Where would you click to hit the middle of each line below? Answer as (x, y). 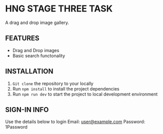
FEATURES (22, 38)
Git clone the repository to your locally (53, 83)
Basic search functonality (39, 55)
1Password (16, 127)
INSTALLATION (29, 71)
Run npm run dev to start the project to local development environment (85, 94)
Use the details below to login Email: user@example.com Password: (75, 122)
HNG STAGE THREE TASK (59, 9)
